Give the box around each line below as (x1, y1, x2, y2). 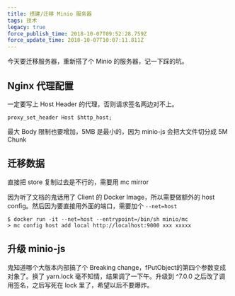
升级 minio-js (7, 243, 66, 255)
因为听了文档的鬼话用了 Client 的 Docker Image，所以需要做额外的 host (7, 193, 215, 201)
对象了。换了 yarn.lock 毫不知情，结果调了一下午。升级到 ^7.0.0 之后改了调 (7, 272, 226, 280)
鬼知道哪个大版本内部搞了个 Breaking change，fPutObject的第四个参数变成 (7, 263, 227, 271)
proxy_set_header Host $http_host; (7, 114, 113, 121)
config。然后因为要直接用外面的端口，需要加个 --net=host (7, 201, 178, 210)
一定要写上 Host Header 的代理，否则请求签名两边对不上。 (7, 100, 178, 108)
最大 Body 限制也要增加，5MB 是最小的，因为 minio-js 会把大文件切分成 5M (7, 127, 228, 135)
